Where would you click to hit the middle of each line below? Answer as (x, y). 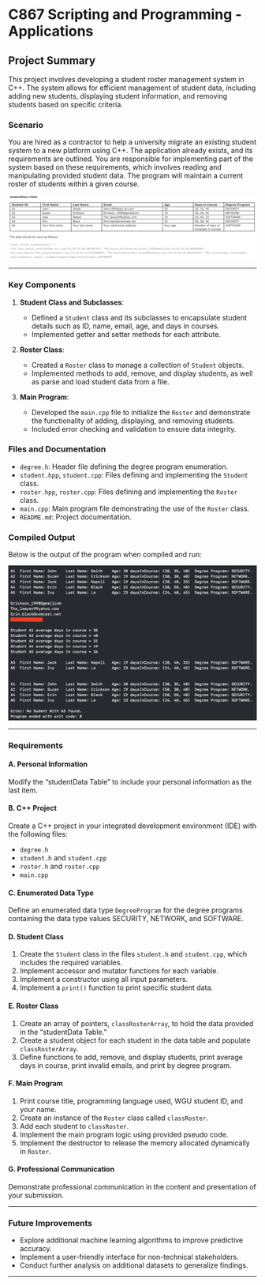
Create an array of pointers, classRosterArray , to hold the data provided (136, 1023)
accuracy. (36, 1249)
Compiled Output (42, 537)
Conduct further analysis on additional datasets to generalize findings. (134, 1265)
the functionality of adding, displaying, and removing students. (133, 421)
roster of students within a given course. (74, 184)
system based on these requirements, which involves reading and (115, 167)
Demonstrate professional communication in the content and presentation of (132, 1186)
